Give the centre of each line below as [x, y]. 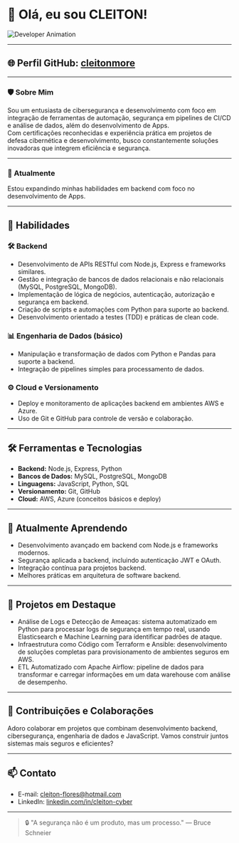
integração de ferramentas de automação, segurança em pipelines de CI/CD [119, 118]
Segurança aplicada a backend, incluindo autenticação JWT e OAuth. [119, 561]
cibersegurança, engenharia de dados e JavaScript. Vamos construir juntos [118, 736]
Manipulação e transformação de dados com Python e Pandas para [117, 354]
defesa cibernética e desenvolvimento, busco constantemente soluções [113, 141]
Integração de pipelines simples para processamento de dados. [111, 369]
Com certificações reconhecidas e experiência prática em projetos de [110, 133]
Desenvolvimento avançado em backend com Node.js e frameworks [118, 545]
